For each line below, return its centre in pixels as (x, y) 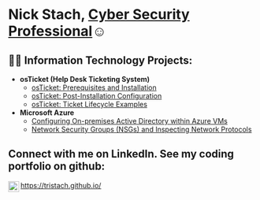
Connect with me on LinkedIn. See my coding (121, 154)
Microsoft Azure (47, 113)
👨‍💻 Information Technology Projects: (100, 60)
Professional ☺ (58, 31)
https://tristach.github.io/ (61, 185)
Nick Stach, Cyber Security (99, 15)
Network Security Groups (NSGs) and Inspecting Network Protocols (141, 129)
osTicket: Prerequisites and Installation (94, 87)
